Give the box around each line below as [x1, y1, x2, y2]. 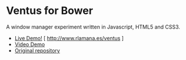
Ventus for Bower [6, 4, 93, 17]
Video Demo [14, 41, 45, 48]
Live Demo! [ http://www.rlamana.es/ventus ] [14, 34, 124, 41]
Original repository [14, 47, 60, 54]
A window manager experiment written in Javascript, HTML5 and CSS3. [6, 23, 181, 30]
